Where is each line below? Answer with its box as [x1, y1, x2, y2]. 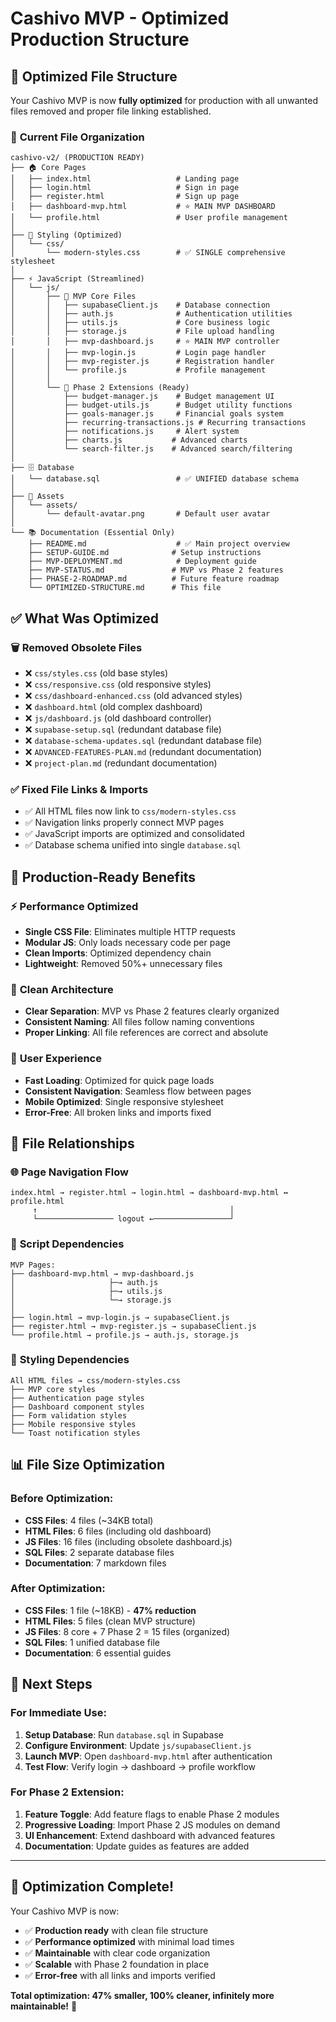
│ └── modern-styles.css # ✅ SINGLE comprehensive [10, 248, 286, 258]
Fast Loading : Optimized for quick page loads [24, 1074, 215, 1086]
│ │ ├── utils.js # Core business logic [10, 318, 271, 328]
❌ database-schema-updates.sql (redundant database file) [24, 734, 263, 746]
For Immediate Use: [10, 1706, 107, 1720]
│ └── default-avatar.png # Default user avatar [10, 509, 271, 519]
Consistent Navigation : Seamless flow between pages [24, 1085, 252, 1097]
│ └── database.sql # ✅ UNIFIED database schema [10, 474, 300, 484]
